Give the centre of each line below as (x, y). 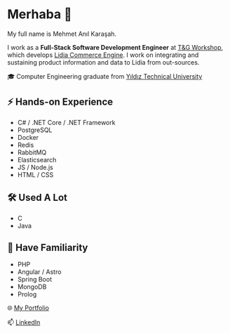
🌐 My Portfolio (28, 308)
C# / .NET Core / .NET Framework (66, 122)
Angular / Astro (39, 272)
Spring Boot (35, 280)
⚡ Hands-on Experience (60, 102)
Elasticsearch (37, 159)
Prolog (27, 294)
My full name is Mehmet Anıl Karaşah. (62, 34)
